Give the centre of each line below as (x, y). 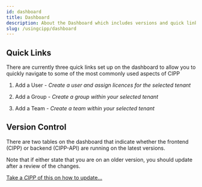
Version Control (36, 127)
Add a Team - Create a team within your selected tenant (85, 108)
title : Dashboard (28, 17)
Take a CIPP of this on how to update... (54, 177)
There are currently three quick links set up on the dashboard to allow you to (101, 67)
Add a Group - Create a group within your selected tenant (87, 97)
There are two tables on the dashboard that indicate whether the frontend (97, 141)
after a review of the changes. (43, 166)
